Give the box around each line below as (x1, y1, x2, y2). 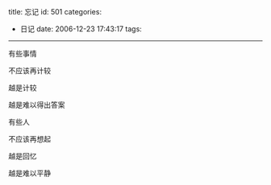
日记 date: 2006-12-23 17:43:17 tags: (19, 24, 143, 34)
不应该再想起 (8, 134, 51, 143)
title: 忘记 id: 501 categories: (8, 7, 102, 16)
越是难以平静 (8, 168, 51, 178)
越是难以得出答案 (8, 100, 65, 109)
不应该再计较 (8, 66, 51, 75)
